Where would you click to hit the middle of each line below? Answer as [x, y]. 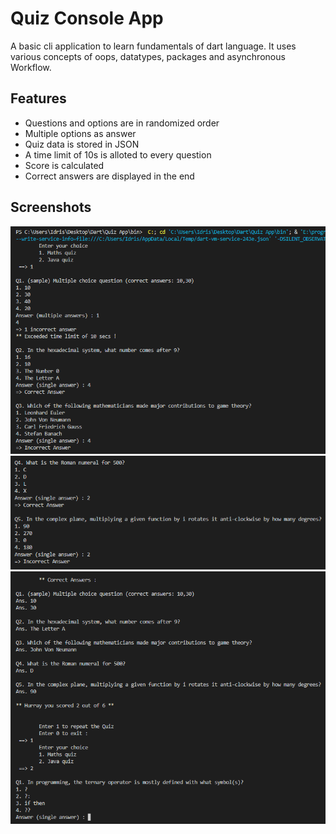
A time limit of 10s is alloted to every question [118, 154]
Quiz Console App [87, 18]
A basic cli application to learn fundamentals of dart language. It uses [153, 46]
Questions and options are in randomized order [122, 123]
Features [38, 98]
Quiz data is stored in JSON [82, 144]
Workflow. [31, 67]
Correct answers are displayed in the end [109, 176]
